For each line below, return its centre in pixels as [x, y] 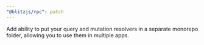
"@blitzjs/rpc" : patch [35, 12]
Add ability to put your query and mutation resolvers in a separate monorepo [102, 29]
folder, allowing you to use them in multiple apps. [68, 35]
